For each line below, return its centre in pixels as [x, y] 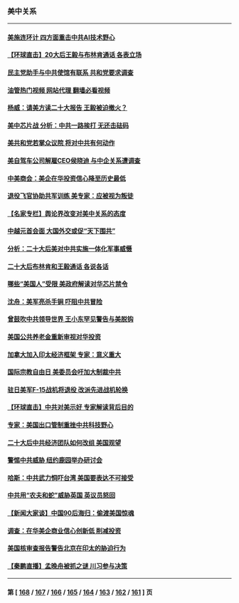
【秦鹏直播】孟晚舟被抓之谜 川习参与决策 [68, 566]
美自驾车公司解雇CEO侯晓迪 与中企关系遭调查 [74, 161]
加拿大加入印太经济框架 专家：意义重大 [64, 355]
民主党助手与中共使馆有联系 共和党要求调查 [70, 73]
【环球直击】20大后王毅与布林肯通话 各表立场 [75, 55]
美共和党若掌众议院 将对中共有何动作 [61, 143]
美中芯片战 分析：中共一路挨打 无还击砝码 [68, 125]
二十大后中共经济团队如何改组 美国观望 [64, 442]
